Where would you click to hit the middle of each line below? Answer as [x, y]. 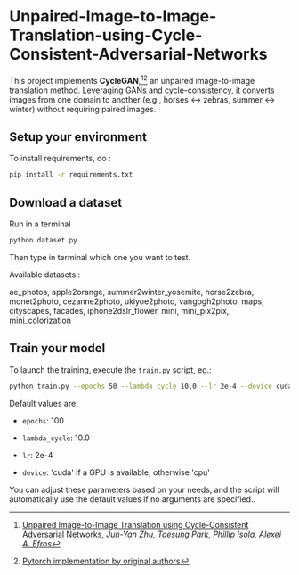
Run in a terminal [40, 224]
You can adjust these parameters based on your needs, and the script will [144, 489]
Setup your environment [78, 137]
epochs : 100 [43, 420]
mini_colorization [40, 320]
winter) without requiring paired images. [83, 109]
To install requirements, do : [60, 159]
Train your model [57, 348]
